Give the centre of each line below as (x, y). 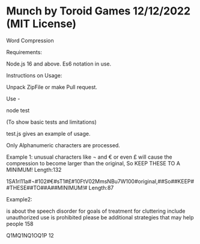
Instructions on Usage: (34, 75)
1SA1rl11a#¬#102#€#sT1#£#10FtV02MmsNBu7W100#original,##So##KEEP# (100, 181)
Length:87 (101, 188)
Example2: (19, 199)
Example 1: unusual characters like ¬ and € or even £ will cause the (89, 157)
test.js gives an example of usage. (48, 133)
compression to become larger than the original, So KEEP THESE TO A (93, 163)
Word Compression (30, 40)
